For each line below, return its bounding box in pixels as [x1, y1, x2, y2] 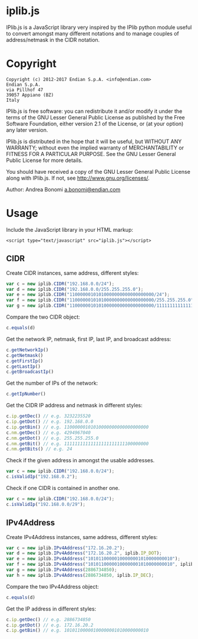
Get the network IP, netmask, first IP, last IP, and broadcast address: [6, 335, 171, 342]
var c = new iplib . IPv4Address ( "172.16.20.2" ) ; [6, 545, 126, 551]
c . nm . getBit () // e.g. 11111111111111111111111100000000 [6, 440, 149, 447]
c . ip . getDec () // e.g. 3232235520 [6, 413, 91, 419]
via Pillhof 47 [6, 87, 44, 93]
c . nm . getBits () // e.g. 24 [6, 446, 72, 452]
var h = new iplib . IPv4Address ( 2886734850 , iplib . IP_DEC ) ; [6, 572, 154, 578]
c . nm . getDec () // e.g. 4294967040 [6, 430, 91, 436]
